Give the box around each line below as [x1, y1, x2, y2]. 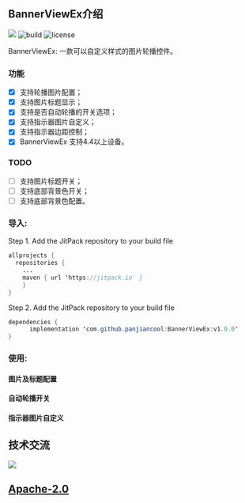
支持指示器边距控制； [19, 127, 89, 137]
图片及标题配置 [8, 374, 57, 384]
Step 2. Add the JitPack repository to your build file [8, 303, 175, 312]
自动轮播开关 [8, 394, 50, 403]
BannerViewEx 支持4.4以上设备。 [19, 137, 129, 146]
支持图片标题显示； [19, 97, 83, 107]
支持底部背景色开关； [19, 186, 89, 195]
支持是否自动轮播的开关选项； [19, 108, 117, 117]
